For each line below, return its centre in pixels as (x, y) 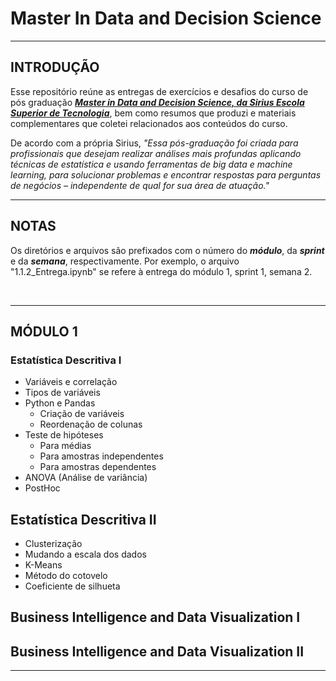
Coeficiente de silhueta (72, 586)
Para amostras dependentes (98, 467)
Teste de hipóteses (64, 435)
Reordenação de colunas (91, 424)
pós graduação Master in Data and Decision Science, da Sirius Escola (157, 102)
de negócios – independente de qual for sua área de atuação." (140, 185)
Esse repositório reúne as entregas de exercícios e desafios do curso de (159, 91)
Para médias (65, 446)
